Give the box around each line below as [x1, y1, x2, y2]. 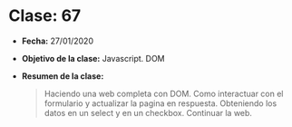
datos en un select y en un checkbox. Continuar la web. [44, 107, 253, 118]
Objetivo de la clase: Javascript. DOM [21, 53, 165, 63]
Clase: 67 [8, 5, 82, 26]
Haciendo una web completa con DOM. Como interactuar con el [44, 88, 284, 99]
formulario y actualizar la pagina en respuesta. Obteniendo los [44, 97, 277, 109]
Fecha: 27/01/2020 [21, 35, 94, 46]
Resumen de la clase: [21, 70, 104, 82]
